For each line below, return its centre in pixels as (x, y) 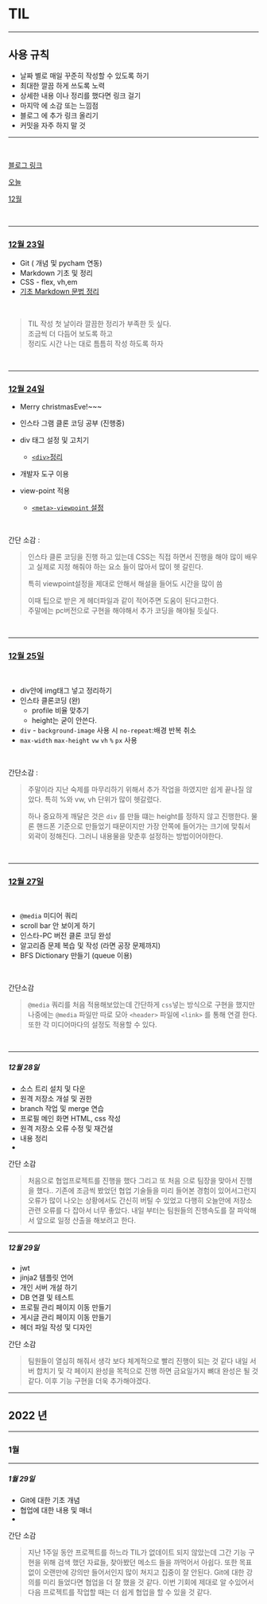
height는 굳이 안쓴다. (64, 720)
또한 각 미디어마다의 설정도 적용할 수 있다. (92, 1024)
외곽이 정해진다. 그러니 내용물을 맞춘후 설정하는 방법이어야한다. (126, 836)
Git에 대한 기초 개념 (50, 1500)
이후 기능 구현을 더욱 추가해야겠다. (98, 1381)
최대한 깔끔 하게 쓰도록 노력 (62, 85)
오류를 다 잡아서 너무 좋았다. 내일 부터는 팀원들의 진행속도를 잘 (139, 1210)
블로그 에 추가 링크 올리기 (59, 115)
